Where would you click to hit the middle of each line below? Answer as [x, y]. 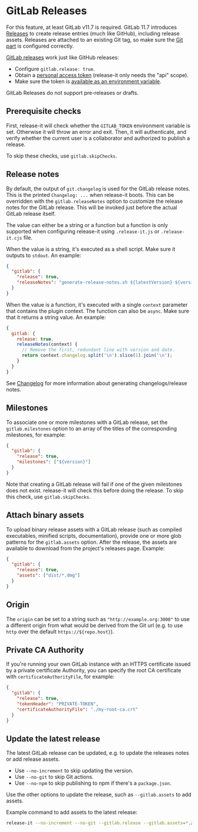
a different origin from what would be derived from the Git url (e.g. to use [95, 625]
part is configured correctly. [40, 46]
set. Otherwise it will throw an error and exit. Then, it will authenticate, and [96, 131]
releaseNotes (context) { [47, 344]
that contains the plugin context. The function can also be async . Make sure [98, 311]
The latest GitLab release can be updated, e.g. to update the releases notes [98, 753]
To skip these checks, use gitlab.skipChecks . [62, 156]
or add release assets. [33, 759]
